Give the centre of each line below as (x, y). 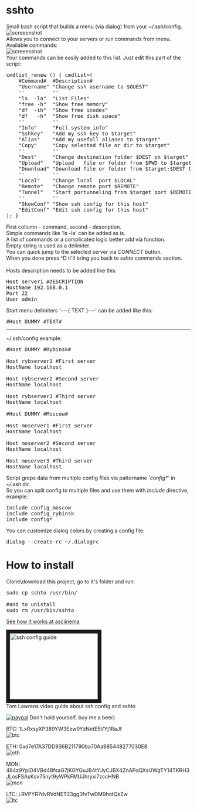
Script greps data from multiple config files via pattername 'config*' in (91, 478)
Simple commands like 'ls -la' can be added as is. (66, 233)
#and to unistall (31, 604)
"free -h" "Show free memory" (63, 104)
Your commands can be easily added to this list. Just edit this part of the (94, 57)
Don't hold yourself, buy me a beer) (72, 717)
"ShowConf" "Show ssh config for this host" (83, 204)
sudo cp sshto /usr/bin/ (42, 592)
